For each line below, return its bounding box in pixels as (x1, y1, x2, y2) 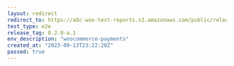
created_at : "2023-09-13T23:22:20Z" (7, 42, 114, 49)
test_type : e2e (7, 23, 52, 30)
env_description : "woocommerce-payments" (7, 36, 130, 43)
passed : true (7, 49, 45, 56)
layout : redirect (7, 10, 58, 17)
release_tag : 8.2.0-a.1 (7, 29, 77, 36)
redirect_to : (7, 16, 45, 23)
